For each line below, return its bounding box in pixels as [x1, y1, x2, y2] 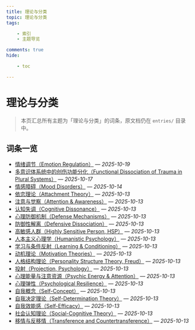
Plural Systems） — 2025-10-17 [14, 175, 93, 183]
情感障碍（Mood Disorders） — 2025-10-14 [14, 183, 122, 190]
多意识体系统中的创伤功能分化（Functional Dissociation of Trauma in [14, 168, 183, 175]
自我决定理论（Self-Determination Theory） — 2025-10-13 [14, 295, 159, 302]
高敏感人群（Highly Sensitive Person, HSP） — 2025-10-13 [14, 227, 160, 235]
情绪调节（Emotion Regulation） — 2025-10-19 [14, 161, 131, 168]
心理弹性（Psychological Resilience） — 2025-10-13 [14, 280, 144, 287]
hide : [6, 53, 20, 58]
